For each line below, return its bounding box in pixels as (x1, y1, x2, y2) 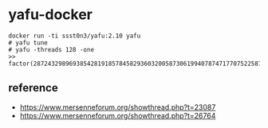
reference (8, 81, 58, 95)
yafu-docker (8, 6, 93, 24)
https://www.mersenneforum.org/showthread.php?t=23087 (19, 102, 216, 112)
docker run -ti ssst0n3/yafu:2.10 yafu (8, 32, 141, 40)
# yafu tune (8, 38, 48, 47)
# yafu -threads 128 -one (8, 45, 94, 53)
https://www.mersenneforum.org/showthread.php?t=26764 (19, 111, 216, 120)
